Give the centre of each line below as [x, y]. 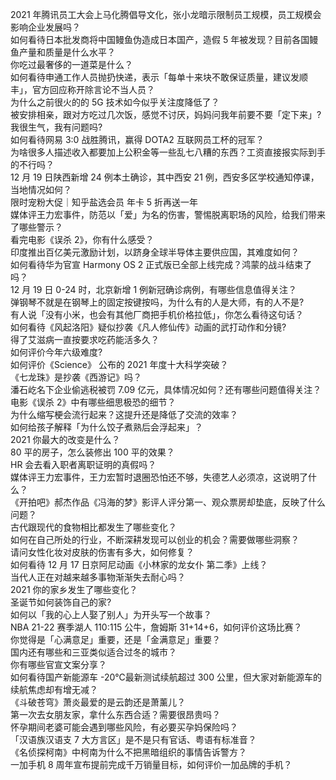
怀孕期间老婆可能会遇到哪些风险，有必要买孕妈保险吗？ [124, 727]
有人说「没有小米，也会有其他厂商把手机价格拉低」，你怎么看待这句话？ [157, 314]
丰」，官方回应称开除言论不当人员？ [82, 89]
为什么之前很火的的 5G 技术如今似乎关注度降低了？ [115, 102]
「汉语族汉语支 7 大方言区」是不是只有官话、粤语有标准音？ [133, 739]
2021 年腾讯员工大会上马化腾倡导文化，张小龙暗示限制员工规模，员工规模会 [166, 14]
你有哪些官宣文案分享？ [58, 664]
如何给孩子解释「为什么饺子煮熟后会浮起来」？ [106, 427]
